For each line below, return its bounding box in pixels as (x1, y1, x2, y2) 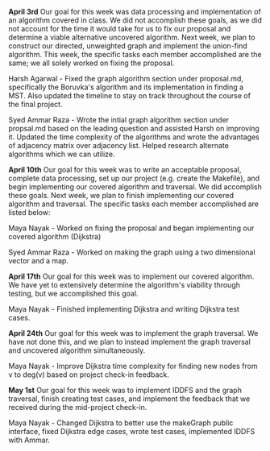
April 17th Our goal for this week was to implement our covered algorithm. (8, 271, 255, 281)
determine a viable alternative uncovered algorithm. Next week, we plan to (8, 32, 255, 42)
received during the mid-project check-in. (8, 403, 147, 412)
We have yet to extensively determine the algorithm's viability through (8, 280, 240, 289)
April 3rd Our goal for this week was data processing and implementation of (8, 7, 262, 16)
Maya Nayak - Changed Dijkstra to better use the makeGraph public (8, 418, 234, 428)
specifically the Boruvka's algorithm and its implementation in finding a (8, 82, 244, 92)
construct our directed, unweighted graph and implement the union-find (8, 41, 247, 51)
